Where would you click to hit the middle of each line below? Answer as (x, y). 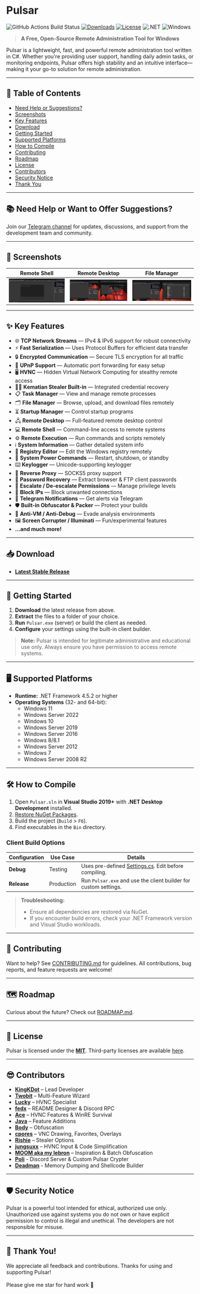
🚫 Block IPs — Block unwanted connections (68, 492)
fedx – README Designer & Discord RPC (65, 1108)
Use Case (62, 857)
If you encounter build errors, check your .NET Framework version (111, 918)
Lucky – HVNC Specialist (46, 1102)
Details (136, 857)
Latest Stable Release (42, 571)
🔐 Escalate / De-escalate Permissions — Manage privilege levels (95, 486)
